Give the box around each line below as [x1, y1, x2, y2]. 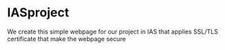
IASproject [7, 5, 70, 21]
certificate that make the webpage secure [7, 34, 126, 42]
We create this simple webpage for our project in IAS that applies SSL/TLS [7, 27, 219, 36]
